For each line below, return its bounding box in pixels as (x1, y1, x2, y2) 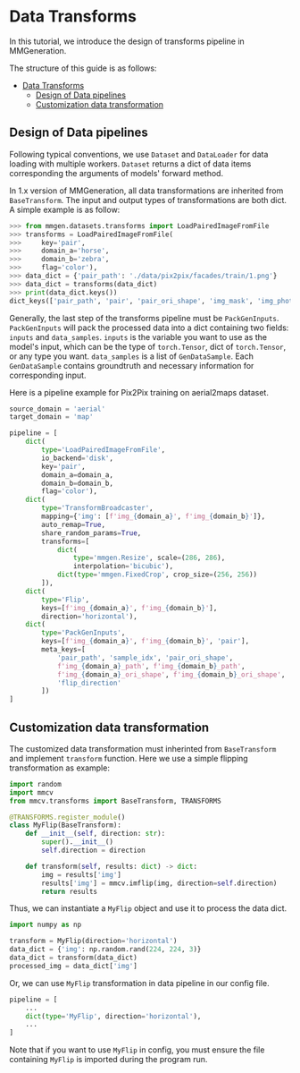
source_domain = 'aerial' (9, 405, 105, 413)
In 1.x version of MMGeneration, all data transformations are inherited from (9, 185, 284, 196)
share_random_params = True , (41, 528, 142, 538)
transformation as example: (9, 762, 110, 773)
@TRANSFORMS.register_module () (9, 813, 126, 822)
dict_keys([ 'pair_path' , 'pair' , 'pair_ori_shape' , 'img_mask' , (9, 296, 254, 305)
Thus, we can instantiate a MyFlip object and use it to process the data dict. (9, 903, 287, 914)
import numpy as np (9, 920, 82, 930)
